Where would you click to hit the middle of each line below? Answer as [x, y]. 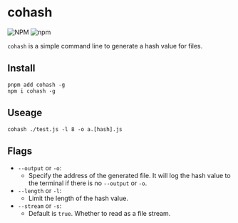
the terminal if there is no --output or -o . [88, 183]
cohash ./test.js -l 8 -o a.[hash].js [65, 129]
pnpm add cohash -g [36, 85]
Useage [25, 113]
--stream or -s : [40, 206]
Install [21, 68]
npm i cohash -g [31, 91]
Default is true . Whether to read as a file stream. [99, 214]
